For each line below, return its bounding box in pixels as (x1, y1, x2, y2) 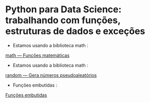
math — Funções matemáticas (5, 52, 70, 58)
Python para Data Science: (5, 4, 122, 15)
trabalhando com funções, (5, 14, 121, 26)
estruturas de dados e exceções (5, 26, 145, 37)
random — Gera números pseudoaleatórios (5, 72, 97, 78)
